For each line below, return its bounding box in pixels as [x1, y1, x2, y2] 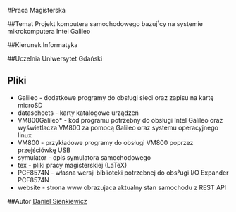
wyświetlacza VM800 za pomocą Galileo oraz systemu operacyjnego [17, 123, 218, 132]
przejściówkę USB [17, 146, 71, 154]
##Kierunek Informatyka [7, 41, 78, 49]
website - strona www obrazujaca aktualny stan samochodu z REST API [17, 183, 227, 192]
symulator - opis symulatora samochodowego [17, 153, 151, 161]
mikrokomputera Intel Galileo [7, 27, 91, 35]
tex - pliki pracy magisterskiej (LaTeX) [17, 161, 128, 169]
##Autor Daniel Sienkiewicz [7, 197, 87, 205]
